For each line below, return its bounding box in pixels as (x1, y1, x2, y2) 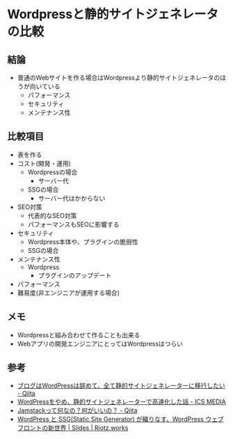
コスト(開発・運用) (17, 159, 72, 167)
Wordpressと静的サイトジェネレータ (7, 6, 219, 22)
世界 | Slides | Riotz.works (54, 424, 129, 432)
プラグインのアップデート (38, 271, 112, 279)
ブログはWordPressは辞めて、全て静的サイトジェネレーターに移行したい (17, 381, 226, 390)
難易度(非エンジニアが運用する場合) (17, 288, 120, 297)
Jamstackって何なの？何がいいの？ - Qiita (17, 406, 138, 415)
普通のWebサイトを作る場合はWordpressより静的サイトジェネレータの (17, 74, 220, 82)
